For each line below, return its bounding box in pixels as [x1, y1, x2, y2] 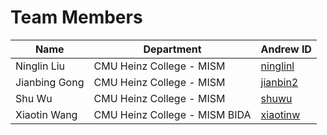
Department [143, 42, 202, 56]
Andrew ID [260, 42, 312, 56]
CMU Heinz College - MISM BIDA [93, 107, 252, 121]
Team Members [10, 6, 143, 29]
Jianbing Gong [15, 75, 85, 89]
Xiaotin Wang [15, 107, 78, 121]
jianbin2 [260, 75, 299, 89]
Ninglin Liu [15, 59, 66, 73]
